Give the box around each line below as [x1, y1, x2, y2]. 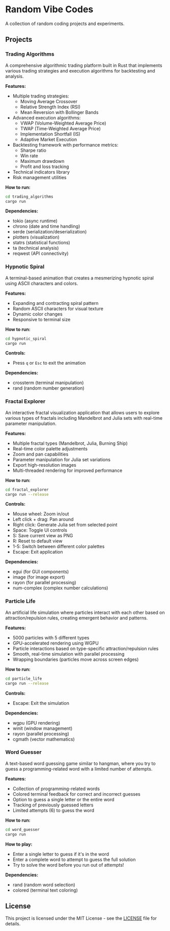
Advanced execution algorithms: [12, 114, 81, 121]
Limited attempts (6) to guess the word [12, 807, 95, 813]
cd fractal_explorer [5, 487, 49, 492]
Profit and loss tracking [20, 163, 69, 170]
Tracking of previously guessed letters [12, 802, 94, 808]
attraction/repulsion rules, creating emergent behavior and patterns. [5, 614, 148, 621]
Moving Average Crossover [20, 98, 78, 104]
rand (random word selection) [12, 881, 75, 888]
